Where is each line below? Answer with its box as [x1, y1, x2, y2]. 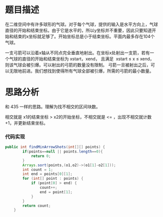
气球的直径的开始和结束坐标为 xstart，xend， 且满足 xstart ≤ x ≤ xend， [9, 56, 154, 62]
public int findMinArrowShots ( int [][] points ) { [5, 145, 105, 150]
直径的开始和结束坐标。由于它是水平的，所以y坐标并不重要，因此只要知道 [5, 27, 152, 33]
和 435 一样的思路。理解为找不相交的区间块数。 [5, 104, 100, 109]
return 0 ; [31, 154, 51, 158]
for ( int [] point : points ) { [22, 176, 83, 181]
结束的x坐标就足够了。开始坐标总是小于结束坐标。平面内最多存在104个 [13, 33, 155, 39]
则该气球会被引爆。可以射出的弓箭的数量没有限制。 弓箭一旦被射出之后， [5, 62, 151, 68]
